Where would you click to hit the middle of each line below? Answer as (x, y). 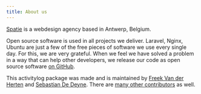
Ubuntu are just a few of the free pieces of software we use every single (96, 47)
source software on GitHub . (41, 66)
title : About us (27, 12)
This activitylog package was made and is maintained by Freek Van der (95, 78)
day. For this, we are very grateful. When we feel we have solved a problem (100, 53)
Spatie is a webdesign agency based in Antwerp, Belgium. (79, 29)
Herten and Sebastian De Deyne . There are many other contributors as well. (101, 84)
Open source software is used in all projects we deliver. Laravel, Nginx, (95, 40)
